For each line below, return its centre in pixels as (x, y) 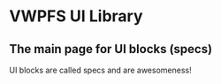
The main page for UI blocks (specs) (111, 49)
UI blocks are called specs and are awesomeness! (100, 70)
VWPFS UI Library (76, 16)
